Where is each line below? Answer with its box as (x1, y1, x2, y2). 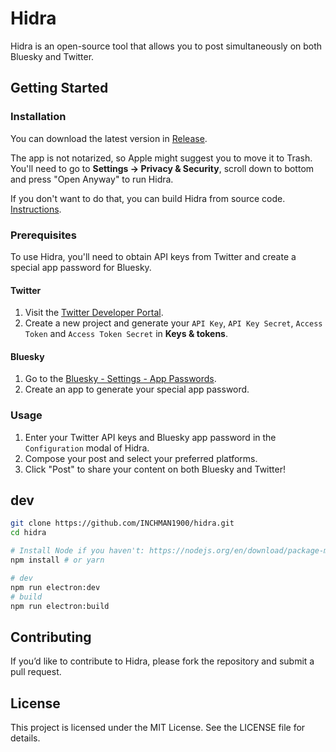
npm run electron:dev (10, 582, 101, 592)
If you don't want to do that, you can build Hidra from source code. (10, 192, 286, 204)
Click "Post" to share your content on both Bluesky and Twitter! (24, 463, 286, 475)
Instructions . (10, 203, 62, 215)
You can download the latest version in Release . (10, 132, 208, 144)
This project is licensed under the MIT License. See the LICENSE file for (10, 722, 306, 734)
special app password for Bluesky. (10, 261, 152, 273)
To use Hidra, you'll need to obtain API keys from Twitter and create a (10, 250, 297, 262)
